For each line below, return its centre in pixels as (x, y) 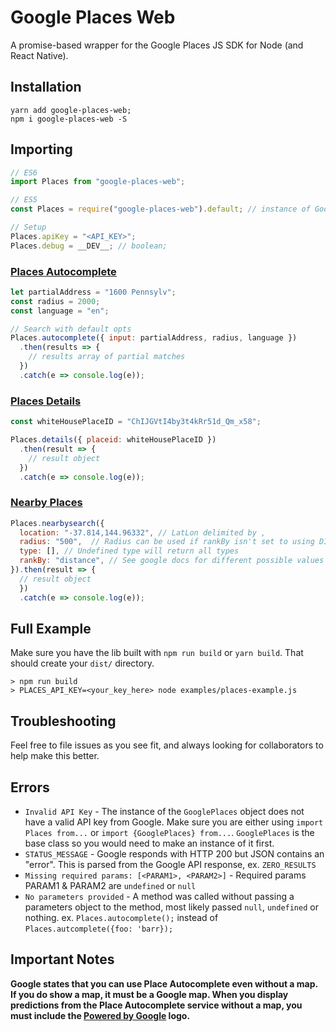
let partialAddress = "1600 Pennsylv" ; (93, 292)
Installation (46, 87)
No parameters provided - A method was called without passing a (159, 897)
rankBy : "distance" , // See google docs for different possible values (172, 561)
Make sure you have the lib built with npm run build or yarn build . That (157, 653)
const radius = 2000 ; (55, 301)
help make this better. (55, 756)
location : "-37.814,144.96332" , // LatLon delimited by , (143, 532)
